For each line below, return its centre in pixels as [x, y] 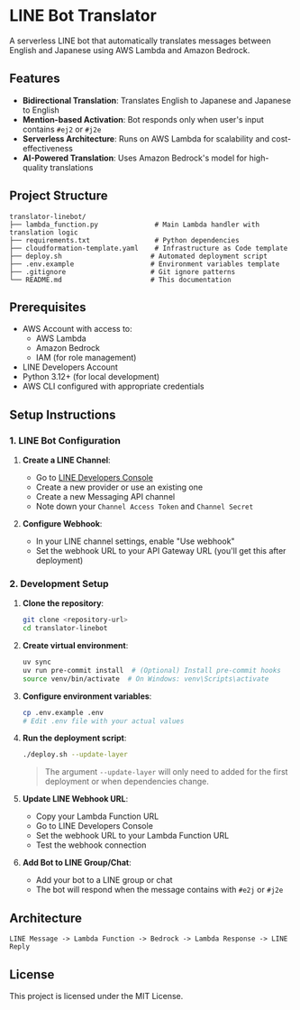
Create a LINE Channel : [66, 460]
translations [71, 167]
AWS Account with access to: [77, 329]
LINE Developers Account [70, 367]
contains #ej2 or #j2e [62, 129]
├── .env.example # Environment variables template [145, 264]
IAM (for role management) [86, 358]
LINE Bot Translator [83, 16]
